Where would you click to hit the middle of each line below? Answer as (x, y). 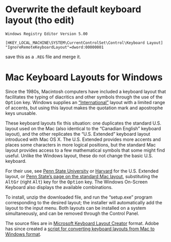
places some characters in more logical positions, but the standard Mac (81, 144)
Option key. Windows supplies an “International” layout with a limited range (85, 102)
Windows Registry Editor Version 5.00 (46, 34)
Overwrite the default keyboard (73, 9)
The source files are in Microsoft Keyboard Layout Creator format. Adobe (82, 223)
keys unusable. (21, 113)
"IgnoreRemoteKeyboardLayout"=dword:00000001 (54, 47)
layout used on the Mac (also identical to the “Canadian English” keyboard (83, 128)
